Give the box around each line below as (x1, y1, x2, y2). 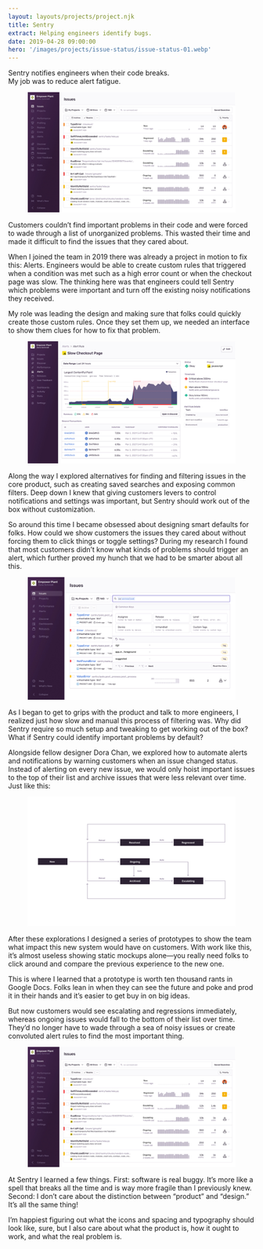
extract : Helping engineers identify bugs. (8, 29, 153, 37)
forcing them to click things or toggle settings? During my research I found (8, 537, 248, 546)
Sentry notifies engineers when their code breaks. (8, 68, 170, 78)
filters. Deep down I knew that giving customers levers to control (8, 488, 217, 497)
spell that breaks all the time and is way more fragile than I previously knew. (8, 1183, 252, 1193)
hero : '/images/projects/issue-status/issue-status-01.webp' (8, 46, 212, 54)
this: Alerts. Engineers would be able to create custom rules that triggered (8, 260, 247, 270)
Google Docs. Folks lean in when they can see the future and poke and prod (8, 982, 254, 992)
